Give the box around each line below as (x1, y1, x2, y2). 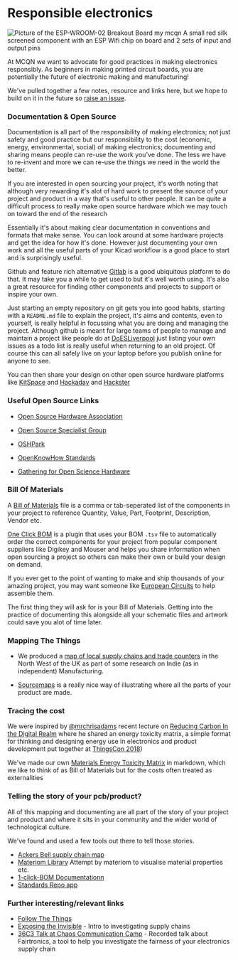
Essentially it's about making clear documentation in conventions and (7, 223, 210, 232)
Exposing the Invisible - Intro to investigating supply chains (17, 922, 190, 931)
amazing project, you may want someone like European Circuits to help (7, 581, 215, 590)
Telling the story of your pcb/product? (7, 791, 142, 801)
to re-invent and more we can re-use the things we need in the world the (7, 158, 220, 166)
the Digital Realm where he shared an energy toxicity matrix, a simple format (7, 730, 231, 738)
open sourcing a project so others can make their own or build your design (7, 553, 226, 561)
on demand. (7, 560, 43, 568)
